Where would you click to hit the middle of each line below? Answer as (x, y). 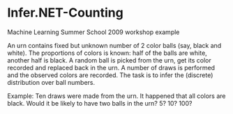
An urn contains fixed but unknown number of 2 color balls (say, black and (114, 45)
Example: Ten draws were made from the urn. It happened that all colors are (116, 96)
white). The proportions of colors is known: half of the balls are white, (107, 53)
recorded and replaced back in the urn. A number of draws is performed (111, 67)
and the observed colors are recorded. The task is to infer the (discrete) (110, 75)
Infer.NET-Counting (65, 13)
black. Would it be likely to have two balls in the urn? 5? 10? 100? (100, 103)
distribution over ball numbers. (51, 82)
